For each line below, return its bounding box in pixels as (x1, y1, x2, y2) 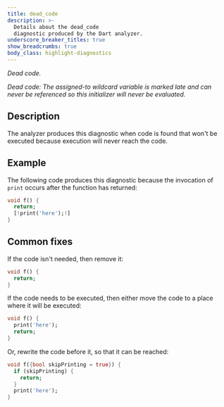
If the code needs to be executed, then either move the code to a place (7, 294, 213, 303)
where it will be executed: (7, 301, 82, 310)
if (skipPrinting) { (13, 368, 74, 375)
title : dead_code (7, 10, 58, 18)
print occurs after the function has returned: (7, 183, 137, 192)
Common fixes (7, 236, 73, 248)
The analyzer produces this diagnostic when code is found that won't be (7, 129, 218, 137)
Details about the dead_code (13, 23, 99, 30)
